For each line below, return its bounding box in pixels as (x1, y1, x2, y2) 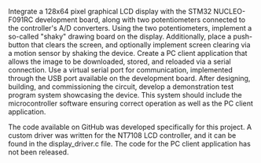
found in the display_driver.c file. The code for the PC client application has (8, 139, 252, 148)
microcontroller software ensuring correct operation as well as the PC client (8, 98, 254, 108)
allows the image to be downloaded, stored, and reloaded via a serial (8, 57, 231, 66)
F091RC (8, 15, 34, 24)
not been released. (8, 147, 69, 157)
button (8, 40, 30, 50)
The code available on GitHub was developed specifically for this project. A (8, 122, 252, 132)
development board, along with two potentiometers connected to (35, 15, 246, 24)
